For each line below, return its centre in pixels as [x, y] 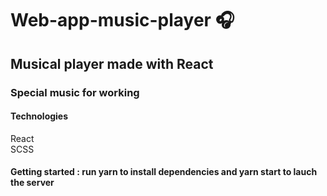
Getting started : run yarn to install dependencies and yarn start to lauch [164, 172]
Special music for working [75, 92]
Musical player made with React [112, 63]
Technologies [39, 116]
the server [32, 183]
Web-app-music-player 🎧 [122, 20]
